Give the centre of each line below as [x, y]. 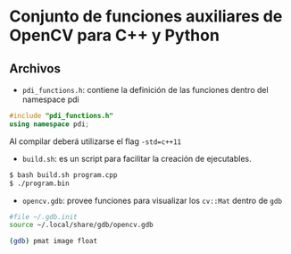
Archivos [35, 68]
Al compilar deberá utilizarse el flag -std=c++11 [96, 141]
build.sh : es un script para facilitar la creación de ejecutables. [137, 158]
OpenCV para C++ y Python [115, 35]
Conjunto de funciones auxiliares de [146, 17]
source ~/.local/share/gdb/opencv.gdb [81, 225]
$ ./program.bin [39, 183]
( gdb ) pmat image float [54, 241]
